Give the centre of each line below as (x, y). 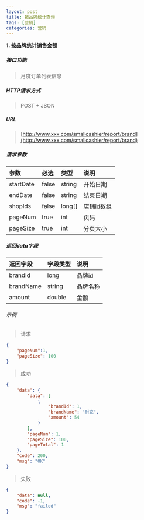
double (57, 298)
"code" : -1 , (31, 501)
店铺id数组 (98, 206)
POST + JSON (37, 106)
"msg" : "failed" (37, 506)
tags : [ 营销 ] (21, 22)
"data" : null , (34, 495)
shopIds (20, 206)
